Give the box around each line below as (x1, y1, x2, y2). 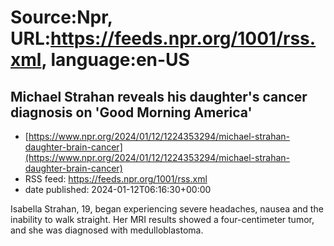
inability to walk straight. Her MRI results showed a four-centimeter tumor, (10, 214, 315, 225)
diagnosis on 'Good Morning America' (10, 104, 253, 121)
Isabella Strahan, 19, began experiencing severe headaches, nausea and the (10, 203, 324, 215)
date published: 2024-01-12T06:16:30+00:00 (24, 184, 212, 195)
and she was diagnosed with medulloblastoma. (10, 224, 204, 236)
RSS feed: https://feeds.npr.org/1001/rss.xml (24, 173, 208, 185)
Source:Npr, (10, 6, 113, 29)
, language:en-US (41, 49, 190, 71)
